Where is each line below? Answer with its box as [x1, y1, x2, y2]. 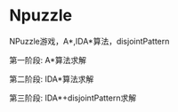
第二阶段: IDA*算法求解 [9, 73, 94, 84]
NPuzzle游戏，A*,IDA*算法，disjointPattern [9, 36, 170, 46]
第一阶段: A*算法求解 [9, 54, 87, 65]
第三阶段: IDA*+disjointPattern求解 [9, 92, 136, 103]
